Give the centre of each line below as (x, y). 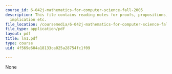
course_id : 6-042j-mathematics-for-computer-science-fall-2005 (74, 10)
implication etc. (28, 19)
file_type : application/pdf (35, 29)
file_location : (21, 24)
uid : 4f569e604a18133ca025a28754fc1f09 (48, 48)
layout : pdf (18, 34)
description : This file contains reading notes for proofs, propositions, (87, 15)
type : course (19, 43)
